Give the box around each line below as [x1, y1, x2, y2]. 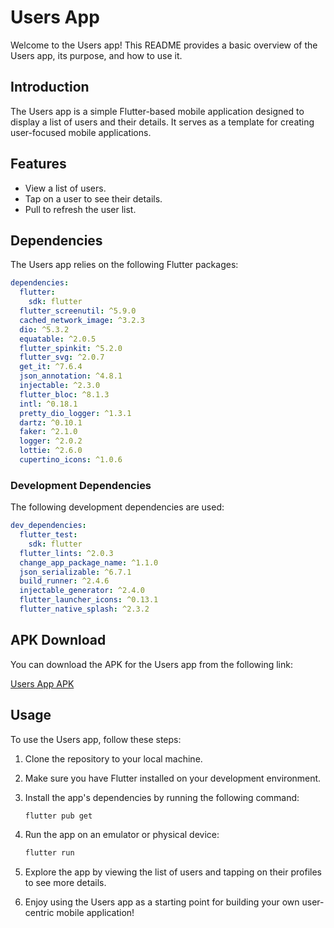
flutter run [24, 848, 75, 858]
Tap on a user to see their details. [24, 192, 163, 205]
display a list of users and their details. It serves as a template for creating [10, 116, 315, 128]
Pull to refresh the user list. [24, 203, 137, 215]
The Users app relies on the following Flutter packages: [10, 259, 239, 271]
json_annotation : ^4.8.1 [19, 371, 123, 381]
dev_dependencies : [10, 521, 87, 531]
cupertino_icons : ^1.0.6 [19, 455, 123, 465]
